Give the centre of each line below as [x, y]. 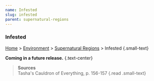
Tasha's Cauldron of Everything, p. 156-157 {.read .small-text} [82, 73]
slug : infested [21, 15]
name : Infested [21, 10]
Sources [27, 68]
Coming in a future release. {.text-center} [49, 58]
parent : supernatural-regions [37, 19]
